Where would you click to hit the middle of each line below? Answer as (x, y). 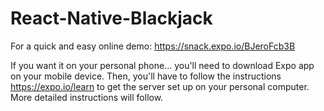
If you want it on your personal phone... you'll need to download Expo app (162, 65)
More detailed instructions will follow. (87, 97)
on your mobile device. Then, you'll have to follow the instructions (146, 76)
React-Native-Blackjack (111, 18)
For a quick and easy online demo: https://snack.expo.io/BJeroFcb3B (153, 46)
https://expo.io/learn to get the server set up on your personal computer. (160, 86)
